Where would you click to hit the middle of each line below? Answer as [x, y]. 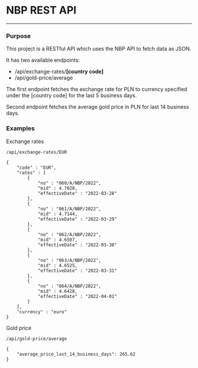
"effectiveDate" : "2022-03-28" [77, 193]
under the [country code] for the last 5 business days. [72, 95]
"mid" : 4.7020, [57, 188]
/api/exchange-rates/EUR [37, 152]
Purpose [19, 36]
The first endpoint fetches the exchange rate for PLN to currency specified [97, 89]
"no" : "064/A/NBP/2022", [69, 286]
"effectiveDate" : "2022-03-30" [77, 245]
